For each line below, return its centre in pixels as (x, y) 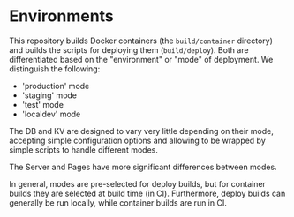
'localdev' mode (51, 114)
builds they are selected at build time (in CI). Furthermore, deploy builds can (147, 193)
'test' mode (43, 104)
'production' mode (56, 86)
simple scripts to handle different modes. (84, 150)
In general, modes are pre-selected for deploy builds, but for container (138, 183)
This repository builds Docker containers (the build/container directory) (141, 41)
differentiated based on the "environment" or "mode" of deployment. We (141, 59)
